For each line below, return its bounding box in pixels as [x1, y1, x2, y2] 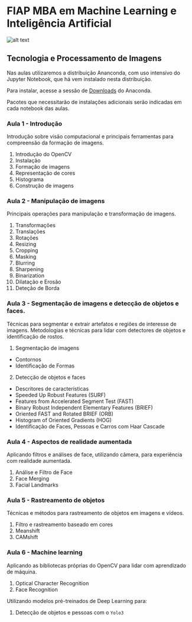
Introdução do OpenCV [15, 151, 72, 158]
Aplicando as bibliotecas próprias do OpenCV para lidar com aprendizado [6, 562, 187, 569]
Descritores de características [15, 385, 89, 392]
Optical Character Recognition [15, 579, 89, 586]
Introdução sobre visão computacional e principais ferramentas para [6, 133, 174, 140]
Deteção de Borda [15, 285, 60, 292]
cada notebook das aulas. [6, 105, 70, 112]
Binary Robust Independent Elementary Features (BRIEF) [15, 404, 153, 411]
